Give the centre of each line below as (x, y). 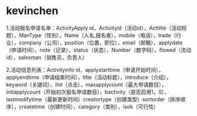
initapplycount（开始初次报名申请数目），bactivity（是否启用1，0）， (88, 92)
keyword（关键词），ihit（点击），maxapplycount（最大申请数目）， (86, 84)
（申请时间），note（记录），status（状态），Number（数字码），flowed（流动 (99, 50)
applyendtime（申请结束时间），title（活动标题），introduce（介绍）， (89, 77)
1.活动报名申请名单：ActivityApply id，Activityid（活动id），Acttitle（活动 (94, 28)
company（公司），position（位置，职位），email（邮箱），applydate (101, 42)
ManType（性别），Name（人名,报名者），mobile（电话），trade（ (97, 35)
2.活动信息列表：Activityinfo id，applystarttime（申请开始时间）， (85, 69)
